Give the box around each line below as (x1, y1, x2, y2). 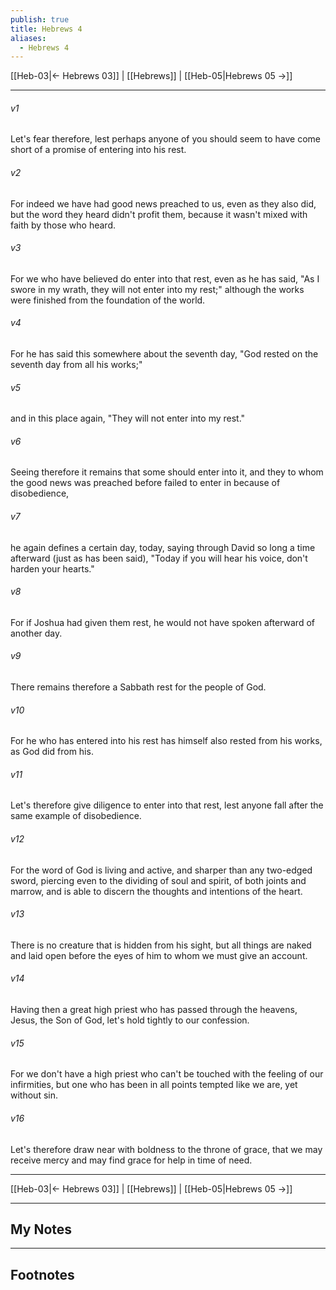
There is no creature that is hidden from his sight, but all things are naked (10, 939, 312, 951)
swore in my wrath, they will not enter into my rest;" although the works (10, 283, 305, 295)
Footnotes (10, 1266, 75, 1283)
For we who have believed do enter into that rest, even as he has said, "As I (10, 272, 320, 285)
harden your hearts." (10, 562, 95, 575)
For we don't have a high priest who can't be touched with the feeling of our (10, 1068, 324, 1080)
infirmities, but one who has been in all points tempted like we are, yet (10, 1079, 298, 1091)
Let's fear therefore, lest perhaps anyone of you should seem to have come (10, 133, 321, 145)
